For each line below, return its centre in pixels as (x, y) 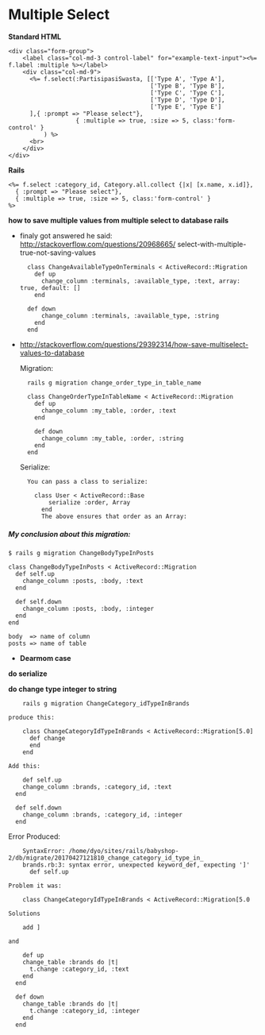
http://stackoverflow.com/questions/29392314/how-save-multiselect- (134, 344)
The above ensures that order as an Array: (114, 516)
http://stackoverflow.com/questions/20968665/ (98, 244)
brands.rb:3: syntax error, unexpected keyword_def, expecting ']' (136, 865)
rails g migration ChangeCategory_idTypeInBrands (106, 703)
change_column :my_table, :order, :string (112, 438)
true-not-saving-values (58, 253)
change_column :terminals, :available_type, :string (130, 315)
